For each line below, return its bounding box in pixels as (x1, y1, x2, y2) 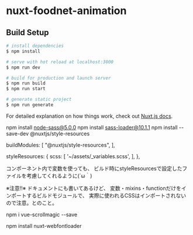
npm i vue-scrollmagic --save (6, 211, 78, 218)
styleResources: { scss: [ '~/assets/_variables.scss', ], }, (6, 152, 140, 159)
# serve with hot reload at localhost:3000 (6, 59, 114, 65)
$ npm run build (6, 80, 46, 86)
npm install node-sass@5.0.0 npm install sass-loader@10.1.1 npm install (6, 124, 178, 131)
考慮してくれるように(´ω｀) (26, 172, 92, 179)
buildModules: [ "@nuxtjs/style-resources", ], (6, 141, 115, 148)
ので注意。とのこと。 (6, 199, 57, 206)
